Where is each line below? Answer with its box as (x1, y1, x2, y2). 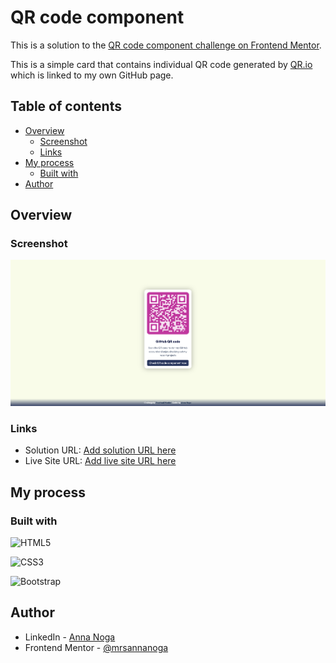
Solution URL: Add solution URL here (24, 444, 177, 456)
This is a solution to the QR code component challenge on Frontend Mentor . (10, 39, 322, 51)
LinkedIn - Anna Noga (24, 631, 116, 643)
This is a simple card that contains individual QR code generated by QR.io (10, 58, 313, 70)
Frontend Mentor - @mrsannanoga (24, 641, 169, 653)
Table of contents (10, 98, 122, 115)
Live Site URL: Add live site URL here (24, 455, 177, 467)
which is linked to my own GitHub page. (10, 69, 174, 81)
